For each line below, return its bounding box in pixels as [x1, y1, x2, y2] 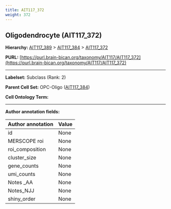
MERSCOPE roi [8, 138, 44, 145]
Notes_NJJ [8, 187, 35, 194]
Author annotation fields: [5, 109, 60, 115]
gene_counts [8, 162, 39, 169]
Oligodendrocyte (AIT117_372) [5, 31, 102, 40]
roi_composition [8, 146, 46, 153]
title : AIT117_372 [5, 7, 44, 13]
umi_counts [8, 171, 36, 178]
